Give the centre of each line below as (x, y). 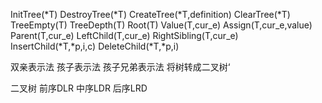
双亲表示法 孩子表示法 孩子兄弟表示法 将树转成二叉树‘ (120, 67)
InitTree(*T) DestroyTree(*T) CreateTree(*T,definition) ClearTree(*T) (150, 14)
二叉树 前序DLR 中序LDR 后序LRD (79, 88)
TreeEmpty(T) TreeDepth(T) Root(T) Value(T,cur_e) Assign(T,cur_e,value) (161, 25)
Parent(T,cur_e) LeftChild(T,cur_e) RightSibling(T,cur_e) (124, 35)
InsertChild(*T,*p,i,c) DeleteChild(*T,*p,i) (95, 46)
